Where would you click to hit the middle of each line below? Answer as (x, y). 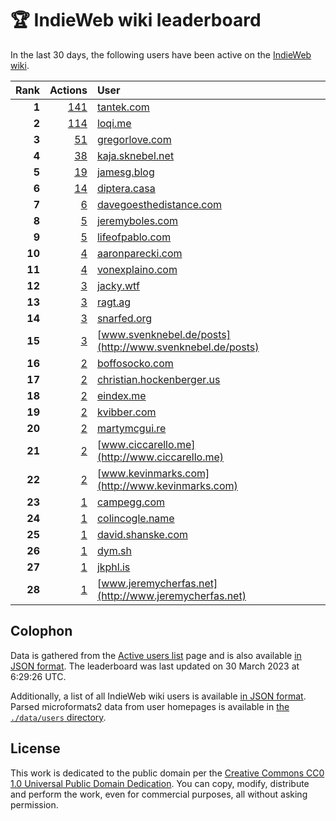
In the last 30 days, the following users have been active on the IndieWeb (161, 54)
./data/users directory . (58, 717)
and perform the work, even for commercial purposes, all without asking (159, 794)
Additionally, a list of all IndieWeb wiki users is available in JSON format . (158, 696)
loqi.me (114, 123)
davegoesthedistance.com (159, 204)
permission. (34, 804)
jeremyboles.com (137, 220)
